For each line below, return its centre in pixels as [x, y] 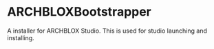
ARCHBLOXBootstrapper [79, 12]
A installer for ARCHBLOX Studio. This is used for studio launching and [107, 31]
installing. [21, 37]
